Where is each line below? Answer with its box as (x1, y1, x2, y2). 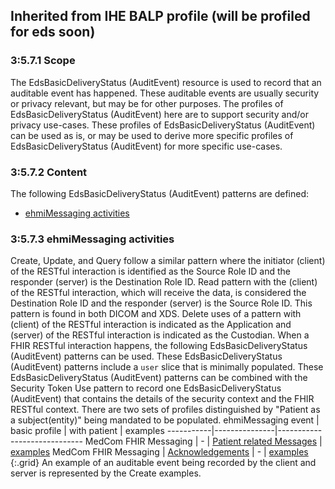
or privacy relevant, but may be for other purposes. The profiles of (10, 97, 284, 109)
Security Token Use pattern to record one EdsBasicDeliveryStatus (10, 382, 282, 394)
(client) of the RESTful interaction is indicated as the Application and (10, 319, 292, 331)
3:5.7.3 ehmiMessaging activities (10, 232, 175, 246)
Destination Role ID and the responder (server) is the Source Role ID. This (10, 297, 313, 309)
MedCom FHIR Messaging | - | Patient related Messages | (84, 435, 323, 448)
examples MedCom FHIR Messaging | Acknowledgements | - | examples (10, 446, 309, 458)
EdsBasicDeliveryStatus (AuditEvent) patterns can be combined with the (10, 372, 308, 384)
